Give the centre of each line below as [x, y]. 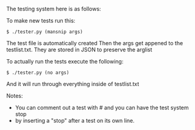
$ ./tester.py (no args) [38, 73]
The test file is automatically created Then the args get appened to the [95, 43]
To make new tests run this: [41, 20]
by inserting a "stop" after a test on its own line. [75, 121]
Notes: [15, 96]
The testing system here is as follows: [54, 9]
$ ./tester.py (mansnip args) [45, 32]
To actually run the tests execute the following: [65, 61]
